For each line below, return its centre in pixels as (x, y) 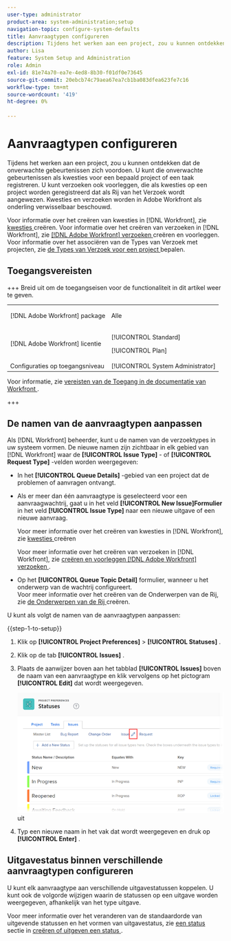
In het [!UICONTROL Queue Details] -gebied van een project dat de (113, 476)
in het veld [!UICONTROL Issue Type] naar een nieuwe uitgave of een (116, 511)
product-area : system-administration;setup (70, 22)
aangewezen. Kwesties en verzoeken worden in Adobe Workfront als (104, 199)
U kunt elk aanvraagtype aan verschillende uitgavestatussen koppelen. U (111, 887)
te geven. (21, 295)
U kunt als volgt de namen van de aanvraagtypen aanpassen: (94, 615)
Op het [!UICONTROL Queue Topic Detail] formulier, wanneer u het (112, 580)
